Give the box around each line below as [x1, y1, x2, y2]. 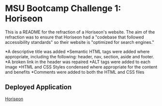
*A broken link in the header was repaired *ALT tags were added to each [5, 59, 151, 65]
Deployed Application [5, 83, 72, 92]
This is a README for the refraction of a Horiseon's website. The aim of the [5, 29, 155, 35]
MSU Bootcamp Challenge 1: [5, 3, 121, 14]
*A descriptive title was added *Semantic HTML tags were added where [5, 49, 150, 54]
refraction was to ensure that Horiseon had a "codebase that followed [5, 34, 144, 40]
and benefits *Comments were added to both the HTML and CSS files [5, 69, 145, 75]
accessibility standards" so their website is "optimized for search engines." [5, 39, 154, 45]
